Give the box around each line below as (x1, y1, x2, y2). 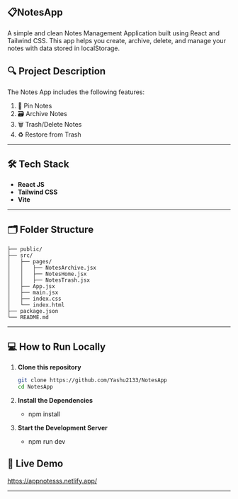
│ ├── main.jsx (7, 289, 59, 297)
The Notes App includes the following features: (7, 88, 145, 96)
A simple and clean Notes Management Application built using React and (7, 28, 220, 38)
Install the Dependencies (17, 396, 93, 404)
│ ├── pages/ (7, 258, 52, 265)
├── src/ (7, 252, 33, 259)
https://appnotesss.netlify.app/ (7, 476, 98, 485)
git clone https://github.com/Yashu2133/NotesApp (17, 377, 168, 384)
